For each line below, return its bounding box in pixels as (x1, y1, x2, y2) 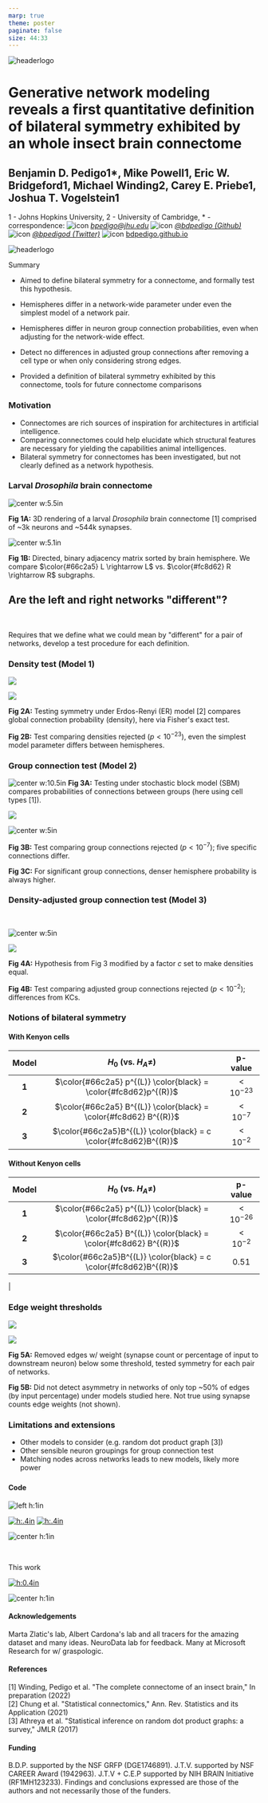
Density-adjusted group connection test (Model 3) (8, 894, 207, 905)
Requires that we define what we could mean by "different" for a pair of (8, 629, 243, 639)
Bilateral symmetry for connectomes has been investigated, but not (19, 452, 241, 461)
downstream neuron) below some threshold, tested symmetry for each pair (8, 1358, 255, 1368)
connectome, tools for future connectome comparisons (19, 380, 202, 389)
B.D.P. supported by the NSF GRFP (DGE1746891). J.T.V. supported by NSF (8, 1761, 254, 1770)
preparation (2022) (8, 1691, 71, 1700)
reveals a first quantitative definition (8, 101, 255, 119)
